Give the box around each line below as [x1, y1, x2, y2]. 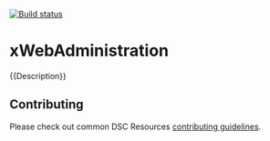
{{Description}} [9, 70, 67, 81]
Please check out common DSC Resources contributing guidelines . [9, 121, 262, 132]
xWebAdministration [9, 41, 170, 61]
